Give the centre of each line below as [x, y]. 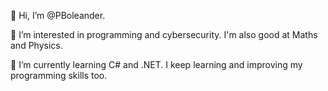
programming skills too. [59, 75]
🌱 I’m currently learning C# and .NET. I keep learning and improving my [156, 64]
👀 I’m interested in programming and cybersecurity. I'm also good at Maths [164, 34]
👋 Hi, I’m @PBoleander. [58, 15]
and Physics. [36, 45]
